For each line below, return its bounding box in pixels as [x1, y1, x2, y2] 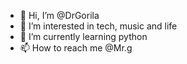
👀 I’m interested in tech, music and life [19, 20, 178, 32]
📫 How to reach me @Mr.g [19, 42, 133, 54]
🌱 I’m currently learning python [19, 31, 148, 42]
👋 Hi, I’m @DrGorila [19, 10, 100, 21]
